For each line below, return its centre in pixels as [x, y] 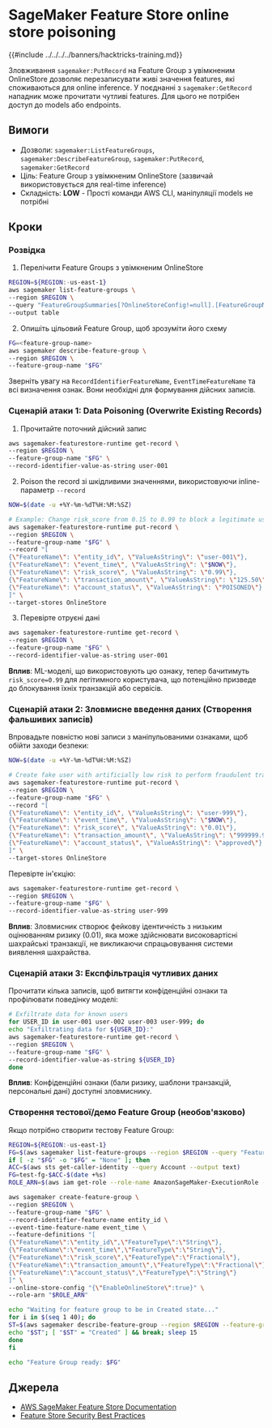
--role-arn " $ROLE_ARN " [49, 1295]
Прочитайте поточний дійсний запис [83, 428]
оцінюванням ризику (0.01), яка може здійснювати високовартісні [123, 935]
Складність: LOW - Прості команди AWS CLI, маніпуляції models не [136, 193]
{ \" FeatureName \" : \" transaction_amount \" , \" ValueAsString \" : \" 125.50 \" [137, 580]
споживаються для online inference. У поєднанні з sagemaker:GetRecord [130, 88]
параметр [37, 490]
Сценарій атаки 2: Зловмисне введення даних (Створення [130, 709]
